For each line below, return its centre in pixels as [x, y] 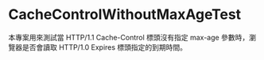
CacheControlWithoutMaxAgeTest [125, 15]
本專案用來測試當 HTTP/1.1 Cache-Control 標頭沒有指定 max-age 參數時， [129, 37]
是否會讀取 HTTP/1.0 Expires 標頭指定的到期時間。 [105, 47]
